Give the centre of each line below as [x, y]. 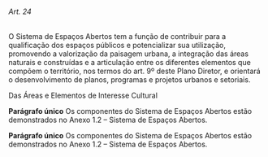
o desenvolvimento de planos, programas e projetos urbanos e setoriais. [130, 80]
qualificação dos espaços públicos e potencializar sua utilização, [117, 46]
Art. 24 [20, 11]
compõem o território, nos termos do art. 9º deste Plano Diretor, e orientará [135, 71]
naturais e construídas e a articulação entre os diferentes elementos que [130, 63]
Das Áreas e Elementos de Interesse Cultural [83, 96]
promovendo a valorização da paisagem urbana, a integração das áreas [129, 54]
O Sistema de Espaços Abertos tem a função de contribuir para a [117, 37]
